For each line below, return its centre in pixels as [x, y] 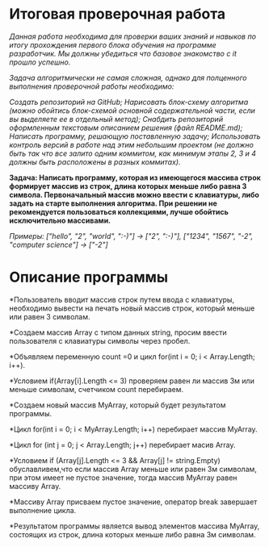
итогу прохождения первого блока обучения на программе [113, 44]
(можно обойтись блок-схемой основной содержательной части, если [132, 111]
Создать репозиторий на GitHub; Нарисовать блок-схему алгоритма [129, 102]
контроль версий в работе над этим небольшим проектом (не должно [131, 144]
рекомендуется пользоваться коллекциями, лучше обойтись [119, 211]
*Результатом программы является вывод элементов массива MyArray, [134, 526]
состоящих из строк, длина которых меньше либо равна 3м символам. [133, 534]
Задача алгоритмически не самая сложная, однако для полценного [128, 77]
